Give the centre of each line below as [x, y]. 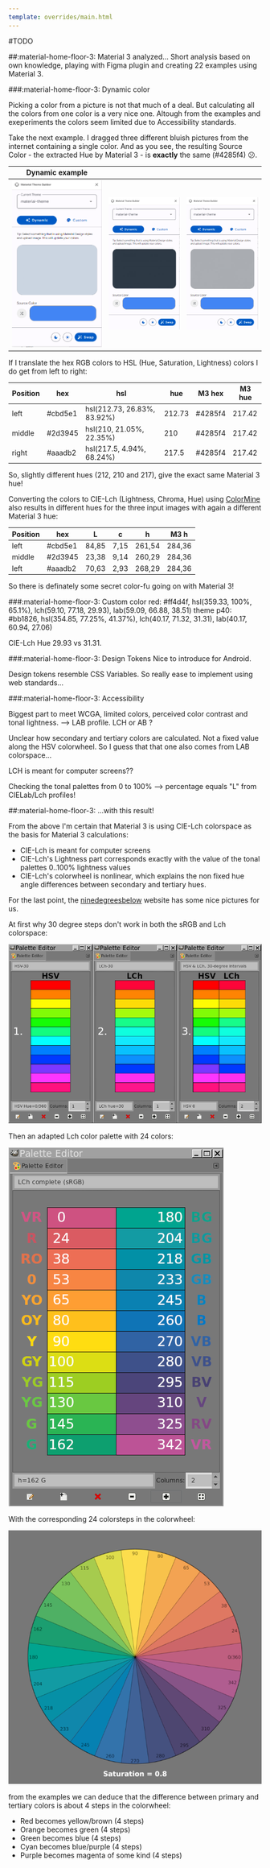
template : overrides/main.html [61, 17]
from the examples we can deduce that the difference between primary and [134, 1796]
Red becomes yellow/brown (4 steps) [82, 1820]
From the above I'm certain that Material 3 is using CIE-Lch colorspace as [130, 826]
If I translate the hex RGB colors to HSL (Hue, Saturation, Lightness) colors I [133, 362]
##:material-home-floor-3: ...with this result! [81, 811]
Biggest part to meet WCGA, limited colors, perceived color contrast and [128, 714]
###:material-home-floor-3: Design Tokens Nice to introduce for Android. [130, 659]
